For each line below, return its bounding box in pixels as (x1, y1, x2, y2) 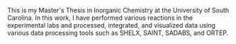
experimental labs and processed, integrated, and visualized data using (7, 21, 216, 29)
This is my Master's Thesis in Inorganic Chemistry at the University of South (7, 6, 230, 14)
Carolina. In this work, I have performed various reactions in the (7, 13, 193, 22)
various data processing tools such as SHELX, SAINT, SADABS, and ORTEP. (7, 28, 229, 37)
